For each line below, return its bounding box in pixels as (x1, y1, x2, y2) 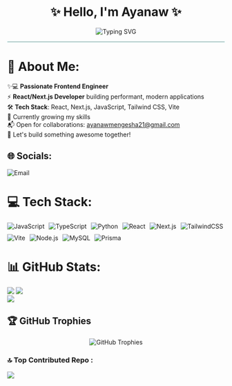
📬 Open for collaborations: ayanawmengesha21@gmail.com (7, 120, 180, 128)
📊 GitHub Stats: (7, 259, 101, 275)
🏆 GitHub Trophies (7, 315, 92, 327)
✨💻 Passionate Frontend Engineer (7, 82, 109, 90)
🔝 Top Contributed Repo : (7, 356, 93, 365)
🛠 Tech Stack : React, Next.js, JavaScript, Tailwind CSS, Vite (7, 103, 180, 111)
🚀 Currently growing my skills (7, 112, 91, 121)
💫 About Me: (7, 59, 80, 74)
